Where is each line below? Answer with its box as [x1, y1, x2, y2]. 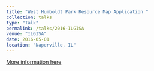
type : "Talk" [6, 20, 39, 26]
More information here [6, 58, 62, 66]
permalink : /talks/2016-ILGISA [6, 25, 84, 32]
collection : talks [6, 14, 52, 20]
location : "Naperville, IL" [6, 42, 77, 48]
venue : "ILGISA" [6, 31, 47, 37]
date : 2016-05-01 [6, 36, 50, 42]
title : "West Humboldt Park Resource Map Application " [6, 8, 149, 15]
